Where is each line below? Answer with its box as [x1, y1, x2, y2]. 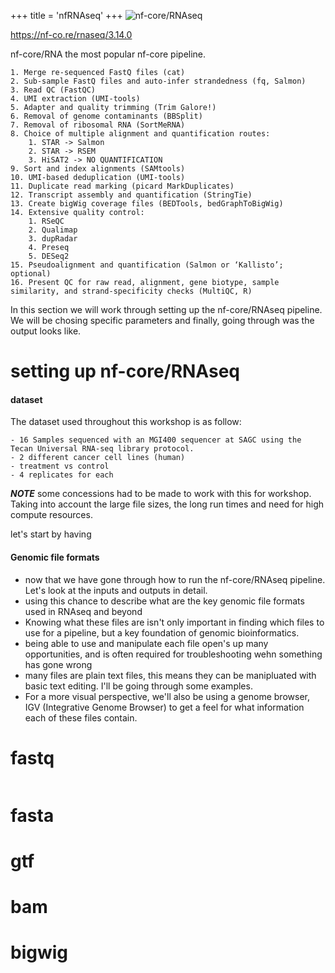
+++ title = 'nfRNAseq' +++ [10, 10, 123, 21]
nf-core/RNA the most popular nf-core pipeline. [10, 48, 207, 60]
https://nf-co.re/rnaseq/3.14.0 [10, 29, 133, 40]
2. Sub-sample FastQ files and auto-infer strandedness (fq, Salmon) [10, 76, 307, 86]
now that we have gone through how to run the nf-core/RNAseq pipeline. [24, 573, 326, 585]
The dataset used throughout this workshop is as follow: [10, 416, 242, 428]
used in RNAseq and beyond [24, 605, 143, 617]
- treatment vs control [10, 461, 110, 472]
